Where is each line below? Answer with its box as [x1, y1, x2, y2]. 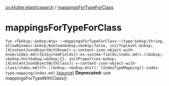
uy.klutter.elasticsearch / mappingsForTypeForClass [5, 5, 114, 10]
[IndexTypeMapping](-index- [100, 65, 160, 70]
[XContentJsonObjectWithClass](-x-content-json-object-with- [5, 61, 138, 66]
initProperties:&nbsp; [69, 56, 117, 61]
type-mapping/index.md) [5, 70, 56, 75]
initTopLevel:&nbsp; [110, 43, 153, 48]
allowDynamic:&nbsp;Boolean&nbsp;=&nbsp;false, [5, 43, 108, 48]
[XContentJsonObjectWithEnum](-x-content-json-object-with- [5, 48, 136, 53]
